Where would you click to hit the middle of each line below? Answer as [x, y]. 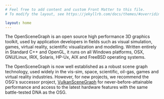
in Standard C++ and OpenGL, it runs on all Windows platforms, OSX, [75, 52]
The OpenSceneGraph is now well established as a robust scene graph [76, 66]
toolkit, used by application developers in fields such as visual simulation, [79, 42]
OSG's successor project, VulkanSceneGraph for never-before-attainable [79, 82]
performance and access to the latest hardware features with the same [76, 87]
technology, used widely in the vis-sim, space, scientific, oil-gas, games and [82, 72]
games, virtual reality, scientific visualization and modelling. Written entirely [81, 47]
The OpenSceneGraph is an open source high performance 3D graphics [78, 36]
